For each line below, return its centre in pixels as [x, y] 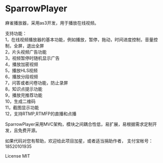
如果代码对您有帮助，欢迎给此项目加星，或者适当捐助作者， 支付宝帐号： [79, 141]
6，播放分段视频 [22, 77]
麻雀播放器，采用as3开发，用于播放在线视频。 [52, 23]
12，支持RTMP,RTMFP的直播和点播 [41, 114]
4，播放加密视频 [22, 64]
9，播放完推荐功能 [24, 95]
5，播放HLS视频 [21, 70]
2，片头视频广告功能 [26, 52]
